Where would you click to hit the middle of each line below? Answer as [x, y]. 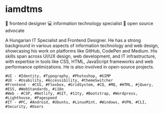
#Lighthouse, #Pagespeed [31, 98]
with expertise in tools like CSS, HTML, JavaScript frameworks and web [79, 61]
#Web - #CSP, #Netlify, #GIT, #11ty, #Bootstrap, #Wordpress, [71, 93]
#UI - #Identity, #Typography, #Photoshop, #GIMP [58, 76]
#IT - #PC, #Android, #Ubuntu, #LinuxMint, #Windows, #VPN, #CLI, [76, 102]
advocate [15, 30]
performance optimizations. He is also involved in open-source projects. [80, 66]
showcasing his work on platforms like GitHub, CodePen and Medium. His [81, 50]
